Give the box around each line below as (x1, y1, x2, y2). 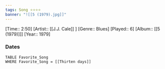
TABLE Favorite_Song (5, 54, 49, 60)
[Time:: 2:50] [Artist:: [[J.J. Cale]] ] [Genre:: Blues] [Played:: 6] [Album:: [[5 (5, 25, 160, 31)
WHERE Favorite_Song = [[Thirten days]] (5, 59, 92, 64)
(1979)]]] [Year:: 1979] (5, 31, 50, 37)
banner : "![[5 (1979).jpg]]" (5, 12, 67, 17)
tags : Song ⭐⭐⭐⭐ (5, 7, 41, 12)
